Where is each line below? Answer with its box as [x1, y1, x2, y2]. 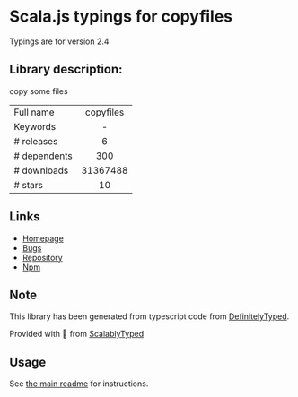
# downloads [13, 164, 69, 177]
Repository [22, 252, 63, 263]
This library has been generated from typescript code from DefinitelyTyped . [9, 311, 290, 322]
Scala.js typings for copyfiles [9, 6, 233, 27]
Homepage [22, 233, 65, 244]
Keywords [13, 120, 57, 133]
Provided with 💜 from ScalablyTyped [9, 329, 145, 340]
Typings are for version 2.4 [9, 36, 110, 47]
